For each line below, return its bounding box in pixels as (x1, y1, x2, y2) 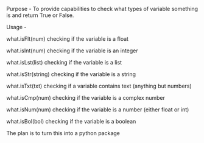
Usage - (6, 24, 27, 30)
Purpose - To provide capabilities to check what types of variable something (6, 5, 199, 12)
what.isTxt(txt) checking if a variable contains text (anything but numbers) (6, 82, 192, 89)
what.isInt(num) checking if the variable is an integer (6, 47, 138, 54)
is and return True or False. (6, 12, 74, 19)
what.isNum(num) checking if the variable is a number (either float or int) (6, 106, 189, 113)
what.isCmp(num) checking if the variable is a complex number (6, 94, 166, 101)
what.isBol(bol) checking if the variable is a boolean (6, 118, 136, 125)
